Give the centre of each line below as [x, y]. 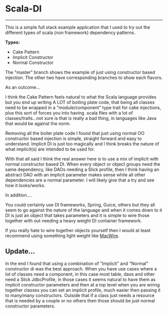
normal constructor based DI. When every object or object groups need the [83, 164]
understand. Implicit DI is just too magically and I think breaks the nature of [82, 143]
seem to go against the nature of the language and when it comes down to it [84, 210]
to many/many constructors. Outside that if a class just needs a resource [80, 295]
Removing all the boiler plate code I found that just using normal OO [75, 133]
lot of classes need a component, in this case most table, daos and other [80, 274]
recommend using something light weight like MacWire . [62, 235]
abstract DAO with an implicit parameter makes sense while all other [75, 174]
